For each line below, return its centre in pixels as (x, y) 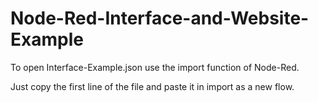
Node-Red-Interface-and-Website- (160, 18)
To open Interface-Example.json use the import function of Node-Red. (155, 67)
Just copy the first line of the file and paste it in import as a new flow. (152, 86)
